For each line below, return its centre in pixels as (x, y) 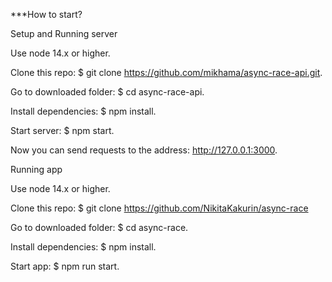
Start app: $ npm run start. (65, 266)
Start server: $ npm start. (62, 130)
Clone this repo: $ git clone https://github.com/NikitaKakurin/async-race (159, 208)
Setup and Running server (64, 33)
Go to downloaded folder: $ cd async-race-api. (107, 92)
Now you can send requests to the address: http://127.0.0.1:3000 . (144, 150)
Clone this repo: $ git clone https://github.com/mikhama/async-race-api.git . (166, 72)
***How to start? (46, 14)
